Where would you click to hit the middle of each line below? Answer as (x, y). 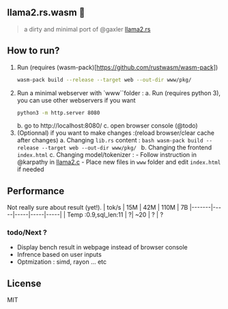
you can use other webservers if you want (76, 100)
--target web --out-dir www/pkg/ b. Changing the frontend (127, 147)
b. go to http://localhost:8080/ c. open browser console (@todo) (107, 126)
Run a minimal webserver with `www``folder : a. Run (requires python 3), (118, 92)
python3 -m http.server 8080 (58, 113)
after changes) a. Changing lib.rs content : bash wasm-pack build (110, 140)
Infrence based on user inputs (59, 255)
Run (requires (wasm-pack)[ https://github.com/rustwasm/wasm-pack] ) (117, 67)
